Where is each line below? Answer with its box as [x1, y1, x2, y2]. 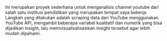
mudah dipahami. [5, 31, 41, 36]
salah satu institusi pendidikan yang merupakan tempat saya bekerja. [5, 9, 147, 15]
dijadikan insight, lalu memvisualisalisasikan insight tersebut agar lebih [5, 25, 150, 31]
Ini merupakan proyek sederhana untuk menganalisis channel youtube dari [5, 4, 159, 10]
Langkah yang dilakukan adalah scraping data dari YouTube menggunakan [5, 15, 159, 20]
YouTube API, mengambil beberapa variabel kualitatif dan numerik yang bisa [5, 20, 162, 26]
